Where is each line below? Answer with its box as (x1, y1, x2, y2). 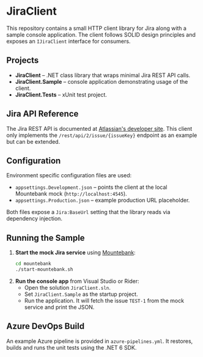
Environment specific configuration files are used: (6, 172, 132, 179)
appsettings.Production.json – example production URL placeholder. (15, 197, 190, 204)
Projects (6, 55, 39, 65)
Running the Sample (6, 232, 85, 243)
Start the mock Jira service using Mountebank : (15, 249, 136, 256)
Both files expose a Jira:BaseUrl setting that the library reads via (6, 208, 171, 216)
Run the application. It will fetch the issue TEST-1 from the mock (24, 296, 185, 304)
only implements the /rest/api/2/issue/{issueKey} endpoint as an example (6, 131, 197, 139)
